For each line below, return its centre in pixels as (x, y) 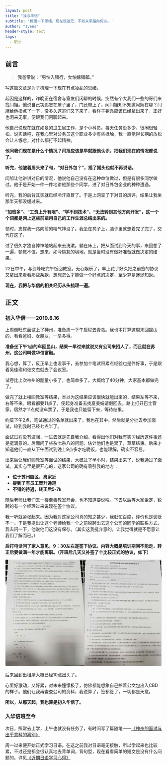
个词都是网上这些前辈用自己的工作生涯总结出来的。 (57, 218)
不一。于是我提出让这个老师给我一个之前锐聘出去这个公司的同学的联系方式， (83, 523)
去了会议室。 (57, 370)
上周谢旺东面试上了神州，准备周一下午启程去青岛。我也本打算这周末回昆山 (81, 330)
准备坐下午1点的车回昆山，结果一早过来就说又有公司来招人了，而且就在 (78, 347)
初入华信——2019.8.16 (32, 318)
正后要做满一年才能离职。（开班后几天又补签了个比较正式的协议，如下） (78, 552)
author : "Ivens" (22, 26)
